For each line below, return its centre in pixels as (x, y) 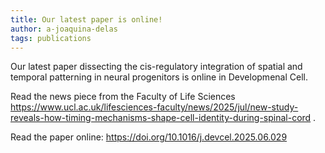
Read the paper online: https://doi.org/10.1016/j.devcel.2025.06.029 (149, 137)
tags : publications (51, 38)
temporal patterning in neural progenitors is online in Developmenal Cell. (159, 77)
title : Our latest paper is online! (86, 19)
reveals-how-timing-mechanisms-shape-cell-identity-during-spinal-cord (161, 118)
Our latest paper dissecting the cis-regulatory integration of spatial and (156, 67)
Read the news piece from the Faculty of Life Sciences (123, 97)
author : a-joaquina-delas (64, 29)
